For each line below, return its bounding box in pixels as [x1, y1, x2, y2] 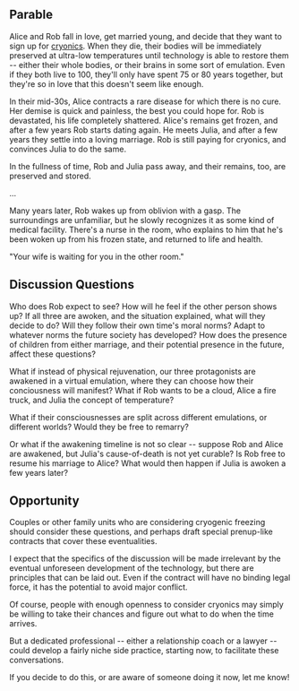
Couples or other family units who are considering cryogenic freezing [9, 517, 266, 528]
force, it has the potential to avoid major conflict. [9, 582, 188, 592]
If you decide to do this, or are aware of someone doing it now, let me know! [9, 672, 290, 683]
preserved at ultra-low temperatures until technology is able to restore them [9, 49, 289, 61]
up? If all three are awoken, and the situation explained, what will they [9, 310, 266, 321]
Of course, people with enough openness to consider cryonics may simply [9, 600, 284, 610]
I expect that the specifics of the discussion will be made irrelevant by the [9, 553, 281, 564]
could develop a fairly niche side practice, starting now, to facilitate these [9, 645, 279, 656]
